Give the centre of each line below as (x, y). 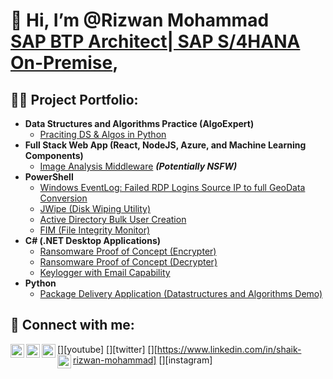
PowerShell (49, 177)
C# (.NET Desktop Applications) (93, 240)
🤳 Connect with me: (72, 325)
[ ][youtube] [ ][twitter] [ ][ (107, 349)
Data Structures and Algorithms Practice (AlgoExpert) (139, 123)
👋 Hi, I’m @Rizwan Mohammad (140, 20)
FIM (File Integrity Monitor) (95, 230)
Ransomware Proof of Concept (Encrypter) (128, 251)
